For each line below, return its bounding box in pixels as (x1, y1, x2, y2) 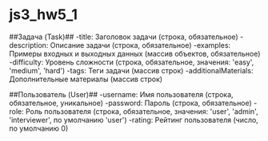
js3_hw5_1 (9, 6, 78, 24)
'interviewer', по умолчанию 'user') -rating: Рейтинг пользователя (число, (9, 115, 258, 124)
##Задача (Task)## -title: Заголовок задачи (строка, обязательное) (9, 32, 238, 41)
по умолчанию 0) (9, 123, 69, 133)
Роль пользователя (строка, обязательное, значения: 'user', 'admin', (25, 106, 258, 116)
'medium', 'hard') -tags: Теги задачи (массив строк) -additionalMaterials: (9, 65, 254, 75)
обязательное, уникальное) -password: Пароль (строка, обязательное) (9, 98, 253, 108)
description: (9, 40, 49, 49)
